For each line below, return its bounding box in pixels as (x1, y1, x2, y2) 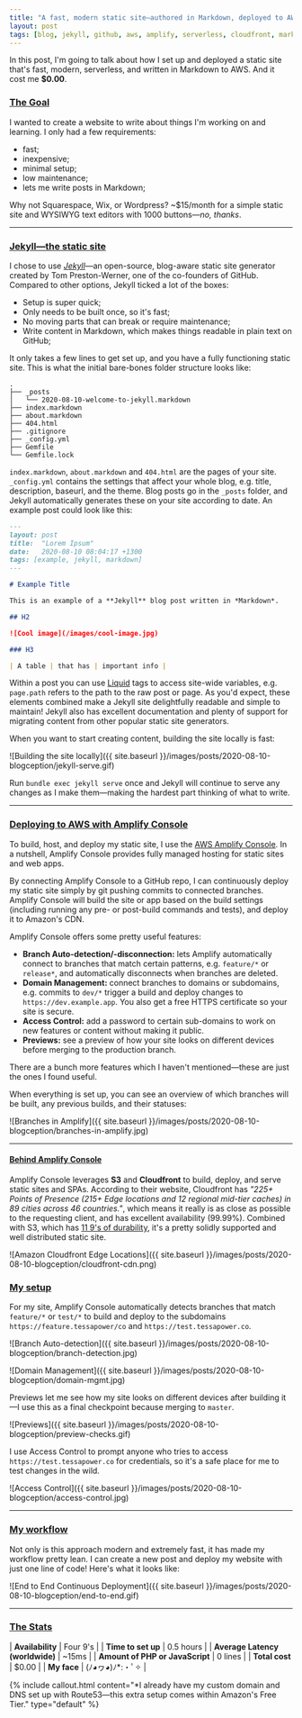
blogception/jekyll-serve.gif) (9, 760, 115, 771)
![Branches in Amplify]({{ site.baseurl (9, 1116, 147, 1126)
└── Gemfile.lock (9, 450, 75, 459)
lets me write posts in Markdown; (22, 182, 147, 193)
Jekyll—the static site (9, 240, 106, 252)
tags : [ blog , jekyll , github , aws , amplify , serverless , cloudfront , (9, 30, 276, 39)
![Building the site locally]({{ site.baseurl (9, 751, 158, 762)
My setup (9, 1280, 52, 1293)
